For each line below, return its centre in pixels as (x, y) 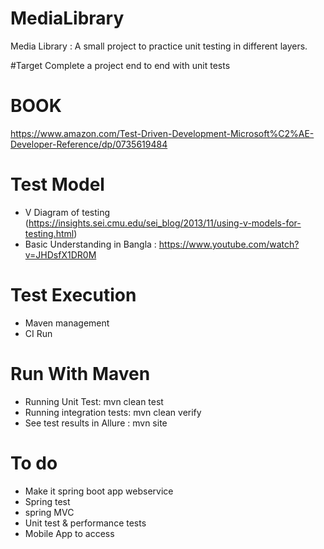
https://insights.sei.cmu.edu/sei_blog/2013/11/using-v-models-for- (165, 223)
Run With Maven (80, 373)
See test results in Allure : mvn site (96, 423)
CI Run (38, 333)
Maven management (67, 323)
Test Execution (73, 295)
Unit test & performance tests (85, 523)
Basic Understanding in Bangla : (90, 244)
